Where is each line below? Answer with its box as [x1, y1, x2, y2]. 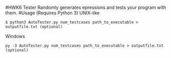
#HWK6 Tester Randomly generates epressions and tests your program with [5, 5, 166, 10]
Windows [5, 33, 26, 39]
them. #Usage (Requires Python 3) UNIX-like [5, 10, 100, 16]
